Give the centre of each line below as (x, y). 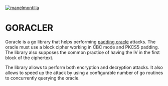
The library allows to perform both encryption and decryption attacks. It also (84, 67)
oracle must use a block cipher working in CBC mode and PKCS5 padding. (82, 47)
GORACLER (29, 28)
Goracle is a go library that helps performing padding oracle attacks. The (80, 41)
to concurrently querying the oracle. (43, 78)
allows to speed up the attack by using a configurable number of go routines (84, 72)
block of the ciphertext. (29, 57)
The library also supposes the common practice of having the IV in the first (82, 52)
